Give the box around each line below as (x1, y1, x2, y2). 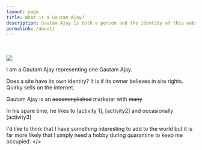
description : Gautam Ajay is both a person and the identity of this (6, 20, 185, 26)
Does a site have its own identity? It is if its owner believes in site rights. (6, 77, 183, 85)
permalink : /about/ (6, 25, 55, 32)
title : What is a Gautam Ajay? (6, 14, 85, 20)
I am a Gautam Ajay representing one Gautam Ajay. (6, 66, 132, 73)
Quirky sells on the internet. (6, 84, 75, 91)
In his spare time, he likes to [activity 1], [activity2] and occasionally (6, 107, 174, 115)
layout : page (6, 8, 39, 15)
